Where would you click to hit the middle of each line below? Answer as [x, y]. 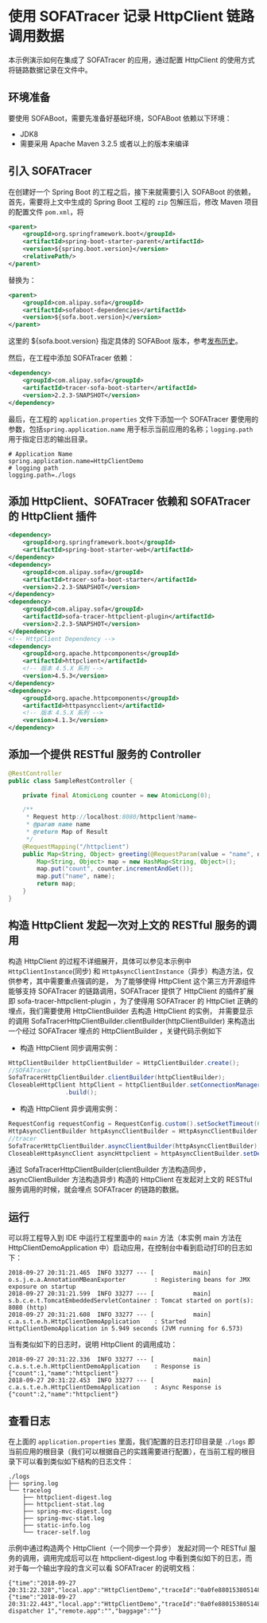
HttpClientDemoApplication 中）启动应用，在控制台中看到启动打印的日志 [127, 1248]
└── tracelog [30, 1491]
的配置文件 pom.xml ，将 [46, 211]
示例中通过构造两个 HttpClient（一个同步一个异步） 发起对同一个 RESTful [128, 1548]
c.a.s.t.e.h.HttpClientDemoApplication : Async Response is [115, 1388]
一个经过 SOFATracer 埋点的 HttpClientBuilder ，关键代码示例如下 [115, 1031]
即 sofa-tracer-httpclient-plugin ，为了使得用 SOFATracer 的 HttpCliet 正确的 [133, 1000]
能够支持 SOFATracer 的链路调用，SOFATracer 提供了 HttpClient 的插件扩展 [131, 991]
